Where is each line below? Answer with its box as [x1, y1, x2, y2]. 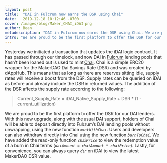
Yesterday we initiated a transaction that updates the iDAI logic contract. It [5, 48, 157, 55]
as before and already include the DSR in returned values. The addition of [5, 80, 156, 86]
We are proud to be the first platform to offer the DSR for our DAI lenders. [5, 110, 155, 116]
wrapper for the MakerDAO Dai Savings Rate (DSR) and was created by [5, 64, 151, 70]
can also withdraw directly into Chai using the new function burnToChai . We [5, 132, 159, 138]
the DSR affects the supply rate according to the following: [5, 86, 125, 92]
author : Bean [5, 26, 32, 31]
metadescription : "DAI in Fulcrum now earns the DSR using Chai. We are [5, 30, 159, 35]
